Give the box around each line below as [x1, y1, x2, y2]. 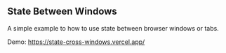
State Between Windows [7, 6, 117, 17]
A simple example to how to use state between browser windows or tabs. [7, 24, 219, 32]
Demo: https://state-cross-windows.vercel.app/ [7, 38, 145, 46]
